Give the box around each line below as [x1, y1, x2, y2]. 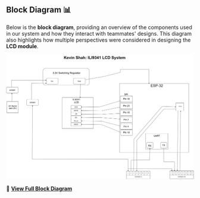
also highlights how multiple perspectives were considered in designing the [6, 36, 191, 43]
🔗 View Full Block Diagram [6, 185, 73, 192]
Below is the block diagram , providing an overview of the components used [6, 23, 192, 31]
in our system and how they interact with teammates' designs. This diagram [6, 30, 192, 37]
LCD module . [6, 42, 39, 49]
